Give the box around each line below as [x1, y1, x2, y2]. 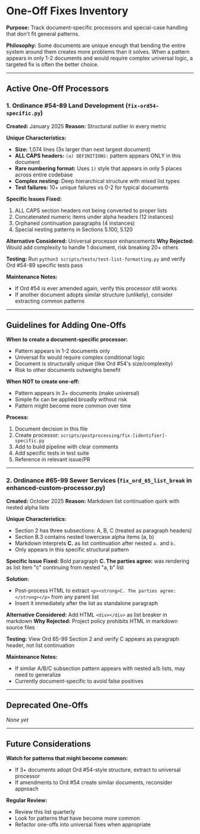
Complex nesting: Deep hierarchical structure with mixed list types [14, 177, 180, 184]
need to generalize [14, 671, 61, 678]
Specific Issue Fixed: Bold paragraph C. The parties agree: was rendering [6, 557, 189, 565]
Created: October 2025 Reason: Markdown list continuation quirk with [6, 497, 180, 504]
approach [14, 785, 39, 792]
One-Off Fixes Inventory [6, 4, 129, 18]
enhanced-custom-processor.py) [6, 484, 106, 492]
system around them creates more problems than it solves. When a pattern [6, 48, 190, 55]
